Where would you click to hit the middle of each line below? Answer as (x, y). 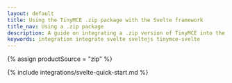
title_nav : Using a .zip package (56, 26)
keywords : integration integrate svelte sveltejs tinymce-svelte (103, 39)
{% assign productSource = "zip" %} (60, 59)
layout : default (31, 13)
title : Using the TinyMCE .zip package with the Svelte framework (105, 20)
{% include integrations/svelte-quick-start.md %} (78, 73)
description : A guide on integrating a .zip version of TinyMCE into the (116, 33)
